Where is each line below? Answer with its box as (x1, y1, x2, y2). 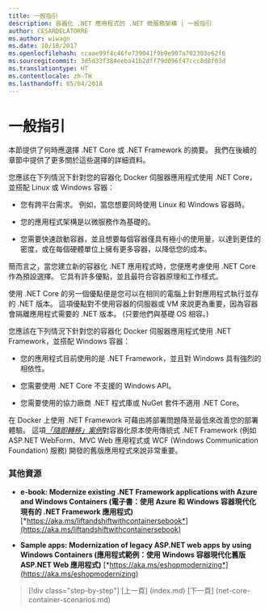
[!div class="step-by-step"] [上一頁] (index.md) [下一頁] (27, 585, 214, 595)
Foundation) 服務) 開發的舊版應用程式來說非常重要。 (8, 446, 183, 456)
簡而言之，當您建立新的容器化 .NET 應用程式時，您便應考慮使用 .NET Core (8, 261, 256, 271)
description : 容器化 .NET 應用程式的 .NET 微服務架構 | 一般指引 (8, 19, 212, 28)
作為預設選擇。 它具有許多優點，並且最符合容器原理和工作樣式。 (8, 272, 223, 282)
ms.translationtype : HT (8, 65, 89, 73)
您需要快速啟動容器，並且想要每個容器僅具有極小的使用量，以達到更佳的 (19, 234, 261, 244)
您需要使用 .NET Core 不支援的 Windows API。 (19, 381, 176, 391)
